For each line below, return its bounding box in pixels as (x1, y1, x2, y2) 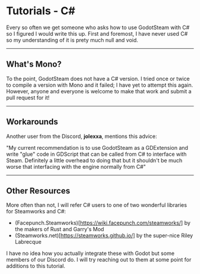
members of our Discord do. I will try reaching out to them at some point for (6, 256, 192, 263)
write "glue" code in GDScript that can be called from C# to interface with (6, 150, 187, 158)
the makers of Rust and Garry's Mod (14, 226, 104, 233)
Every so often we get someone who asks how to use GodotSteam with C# (6, 24, 190, 31)
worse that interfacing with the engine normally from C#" (6, 163, 146, 170)
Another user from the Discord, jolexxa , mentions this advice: (6, 133, 157, 140)
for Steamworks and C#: (6, 208, 67, 215)
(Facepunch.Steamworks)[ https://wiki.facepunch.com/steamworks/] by (14, 219, 190, 226)
